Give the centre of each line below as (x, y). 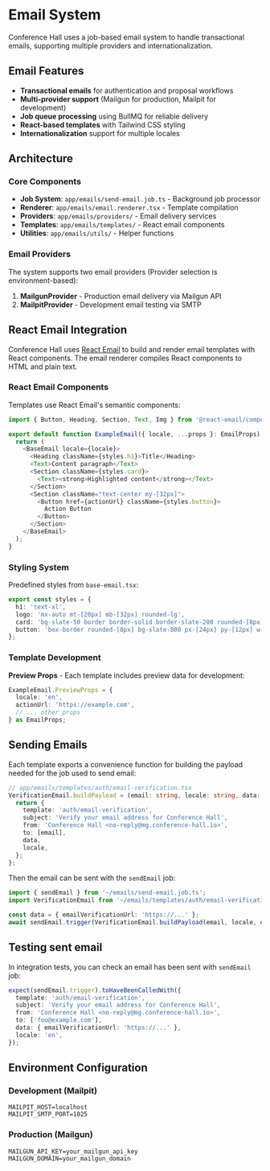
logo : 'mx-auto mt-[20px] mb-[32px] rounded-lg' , (100, 614)
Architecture (41, 159)
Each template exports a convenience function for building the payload (126, 764)
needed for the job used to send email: (72, 773)
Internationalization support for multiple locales (100, 133)
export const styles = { (50, 600)
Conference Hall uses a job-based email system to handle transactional (127, 37)
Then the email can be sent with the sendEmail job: (92, 878)
